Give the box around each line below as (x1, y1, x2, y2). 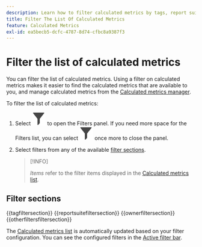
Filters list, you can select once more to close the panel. (14, 134, 168, 142)
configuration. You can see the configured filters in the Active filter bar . (6, 234, 182, 241)
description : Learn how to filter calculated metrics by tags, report (6, 10, 187, 16)
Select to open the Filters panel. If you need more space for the (14, 120, 188, 127)
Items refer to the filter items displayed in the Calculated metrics (29, 169, 189, 177)
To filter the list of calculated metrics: (6, 100, 99, 107)
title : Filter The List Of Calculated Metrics (6, 16, 125, 22)
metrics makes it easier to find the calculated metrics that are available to (6, 82, 188, 89)
